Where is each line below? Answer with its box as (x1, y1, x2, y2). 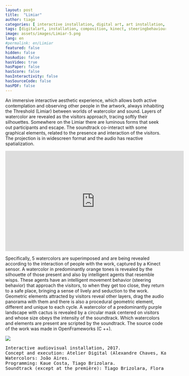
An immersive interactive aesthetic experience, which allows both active (5, 97, 157, 103)
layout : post (5, 7, 33, 13)
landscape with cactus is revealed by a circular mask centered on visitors (5, 309, 159, 315)
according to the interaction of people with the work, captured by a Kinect (5, 260, 160, 266)
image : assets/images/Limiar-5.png (5, 31, 81, 36)
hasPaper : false (5, 64, 40, 69)
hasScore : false (5, 69, 40, 74)
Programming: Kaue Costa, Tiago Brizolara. (5, 360, 116, 366)
